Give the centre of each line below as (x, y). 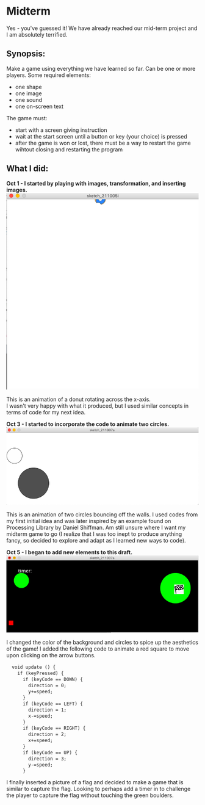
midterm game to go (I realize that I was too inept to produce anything (94, 534)
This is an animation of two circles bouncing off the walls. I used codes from (102, 514)
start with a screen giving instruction (61, 130)
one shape (28, 87)
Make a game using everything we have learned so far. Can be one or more (101, 68)
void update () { (34, 667)
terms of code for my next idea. (46, 412)
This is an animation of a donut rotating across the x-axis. (79, 399)
